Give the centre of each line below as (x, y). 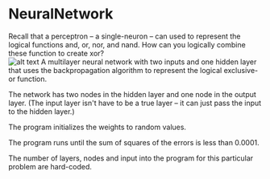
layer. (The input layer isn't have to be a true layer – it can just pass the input (135, 103)
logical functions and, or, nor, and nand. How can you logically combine (127, 44)
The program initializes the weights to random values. (98, 127)
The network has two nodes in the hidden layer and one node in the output (132, 94)
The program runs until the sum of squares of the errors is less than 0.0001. (134, 142)
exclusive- (241, 70)
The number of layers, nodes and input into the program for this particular (131, 158)
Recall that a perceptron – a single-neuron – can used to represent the (125, 36)
